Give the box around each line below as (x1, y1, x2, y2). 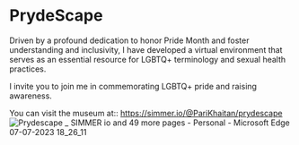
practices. (9, 64, 47, 74)
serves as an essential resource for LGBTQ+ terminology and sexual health (9, 54, 286, 64)
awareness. (9, 90, 52, 101)
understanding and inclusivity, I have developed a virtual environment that (9, 44, 283, 55)
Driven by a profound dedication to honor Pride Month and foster (9, 35, 250, 46)
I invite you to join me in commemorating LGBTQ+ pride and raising (9, 81, 258, 91)
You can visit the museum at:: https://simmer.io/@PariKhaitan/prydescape (9, 107, 283, 118)
